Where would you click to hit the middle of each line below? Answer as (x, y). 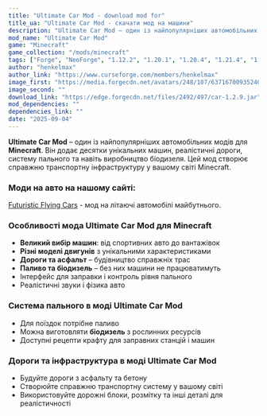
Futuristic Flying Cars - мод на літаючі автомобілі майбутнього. (115, 205)
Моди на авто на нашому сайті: (72, 188)
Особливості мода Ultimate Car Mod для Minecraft (110, 226)
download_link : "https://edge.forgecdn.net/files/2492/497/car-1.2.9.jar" (135, 97)
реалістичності (45, 403)
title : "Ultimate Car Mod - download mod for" (87, 16)
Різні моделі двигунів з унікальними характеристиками (115, 251)
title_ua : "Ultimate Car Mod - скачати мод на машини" (101, 23)
